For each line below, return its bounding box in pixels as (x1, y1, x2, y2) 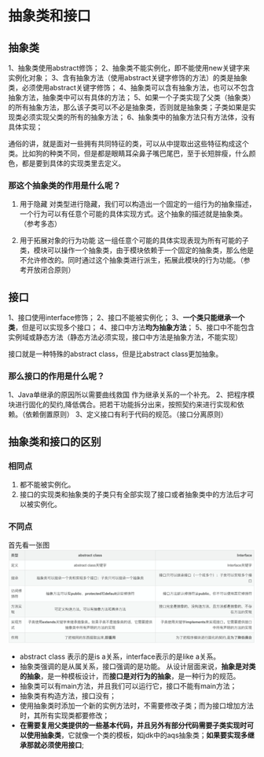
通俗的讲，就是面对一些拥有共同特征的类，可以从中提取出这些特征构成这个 (8, 139, 249, 148)
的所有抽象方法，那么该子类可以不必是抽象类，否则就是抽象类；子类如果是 (8, 103, 249, 112)
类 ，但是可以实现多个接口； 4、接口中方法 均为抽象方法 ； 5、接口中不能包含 (8, 323, 255, 333)
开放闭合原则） (26, 265, 75, 275)
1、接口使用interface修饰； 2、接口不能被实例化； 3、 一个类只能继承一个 (8, 313, 245, 322)
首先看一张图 (8, 540, 49, 550)
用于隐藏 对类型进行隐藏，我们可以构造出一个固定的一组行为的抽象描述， (19, 200, 256, 209)
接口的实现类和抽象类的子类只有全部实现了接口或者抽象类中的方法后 (19, 490, 240, 499)
